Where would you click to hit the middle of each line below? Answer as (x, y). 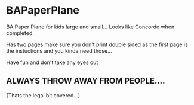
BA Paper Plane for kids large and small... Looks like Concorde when (90, 27)
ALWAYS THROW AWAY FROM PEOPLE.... (86, 81)
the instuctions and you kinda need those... (59, 50)
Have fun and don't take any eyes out (52, 62)
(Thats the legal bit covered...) (43, 95)
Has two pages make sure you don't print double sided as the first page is (97, 44)
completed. (20, 33)
